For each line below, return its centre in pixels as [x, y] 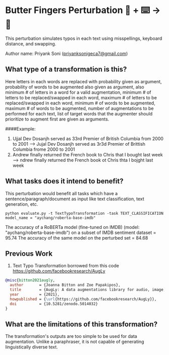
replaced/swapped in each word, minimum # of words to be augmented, [80, 103]
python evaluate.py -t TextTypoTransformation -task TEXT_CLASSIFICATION [84, 213]
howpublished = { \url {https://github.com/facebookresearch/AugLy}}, [83, 299]
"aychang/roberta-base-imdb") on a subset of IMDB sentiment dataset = [81, 232]
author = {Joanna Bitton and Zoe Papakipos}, [65, 285]
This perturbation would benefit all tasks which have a [62, 193]
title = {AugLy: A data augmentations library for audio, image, [88, 290]
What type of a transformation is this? [66, 69]
